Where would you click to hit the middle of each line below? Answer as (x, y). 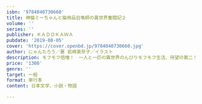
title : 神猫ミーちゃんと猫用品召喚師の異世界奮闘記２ (66, 18)
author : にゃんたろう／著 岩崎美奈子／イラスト (60, 52)
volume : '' (20, 23)
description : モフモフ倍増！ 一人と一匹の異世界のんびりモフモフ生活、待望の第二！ (102, 58)
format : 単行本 (24, 80)
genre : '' (19, 69)
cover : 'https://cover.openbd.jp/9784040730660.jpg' (75, 46)
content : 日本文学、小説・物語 (42, 86)
